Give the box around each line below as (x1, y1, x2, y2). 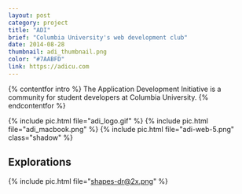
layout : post (8, 11, 51, 20)
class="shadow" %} (8, 133, 73, 142)
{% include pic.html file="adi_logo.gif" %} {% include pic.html (8, 115, 208, 126)
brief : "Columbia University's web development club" (8, 33, 189, 42)
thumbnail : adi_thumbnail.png (8, 48, 108, 56)
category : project (8, 19, 68, 27)
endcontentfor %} (8, 101, 66, 110)
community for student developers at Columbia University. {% (8, 92, 209, 102)
